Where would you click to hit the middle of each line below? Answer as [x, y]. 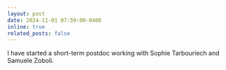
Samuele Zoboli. [31, 61]
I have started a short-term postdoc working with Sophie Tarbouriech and [113, 53]
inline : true [26, 27]
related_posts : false [39, 33]
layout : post [26, 14]
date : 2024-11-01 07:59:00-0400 [54, 20]
